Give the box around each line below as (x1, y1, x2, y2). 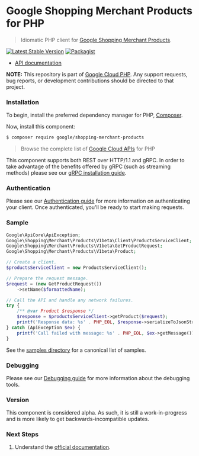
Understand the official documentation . (14, 444, 111, 451)
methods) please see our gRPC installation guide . (6, 169, 127, 176)
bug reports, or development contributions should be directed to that (6, 77, 174, 84)
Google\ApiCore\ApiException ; (6, 232, 81, 238)
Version (6, 396, 30, 404)
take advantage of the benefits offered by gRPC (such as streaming (6, 163, 171, 170)
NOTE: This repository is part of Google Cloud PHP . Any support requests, (6, 70, 188, 78)
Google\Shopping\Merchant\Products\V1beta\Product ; (6, 249, 136, 255)
